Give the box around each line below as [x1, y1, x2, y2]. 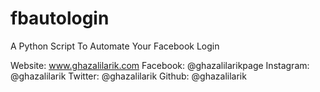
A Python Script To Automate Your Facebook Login [10, 40, 220, 52]
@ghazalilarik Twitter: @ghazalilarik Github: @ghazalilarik [10, 70, 247, 82]
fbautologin [10, 7, 110, 30]
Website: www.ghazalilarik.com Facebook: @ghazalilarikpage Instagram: [10, 59, 310, 71]
